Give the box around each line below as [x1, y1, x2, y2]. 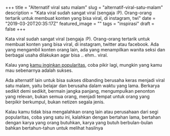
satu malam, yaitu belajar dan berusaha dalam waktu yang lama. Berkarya [5, 83, 160, 89]
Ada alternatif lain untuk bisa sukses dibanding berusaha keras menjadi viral [5, 77, 165, 83]
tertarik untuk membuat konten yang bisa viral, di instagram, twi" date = [5, 15, 156, 21]
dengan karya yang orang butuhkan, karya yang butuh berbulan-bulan [5, 120, 153, 125]
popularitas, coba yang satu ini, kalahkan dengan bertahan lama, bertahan [5, 114, 161, 120]
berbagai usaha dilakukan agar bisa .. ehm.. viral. [5, 52, 108, 58]
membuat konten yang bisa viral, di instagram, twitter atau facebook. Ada [5, 41, 159, 47]
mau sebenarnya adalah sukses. [5, 67, 73, 73]
